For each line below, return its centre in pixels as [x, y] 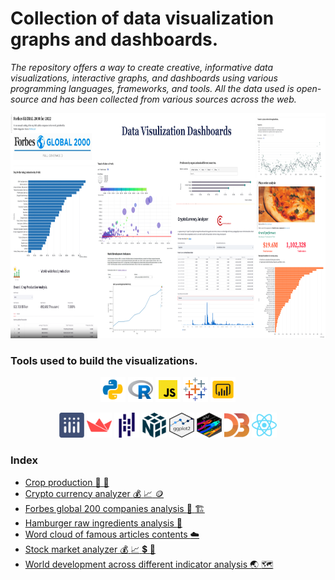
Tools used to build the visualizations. [104, 360]
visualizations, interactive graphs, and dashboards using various [144, 78]
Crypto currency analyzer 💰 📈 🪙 [94, 493]
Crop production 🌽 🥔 [67, 482]
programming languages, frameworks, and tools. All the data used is [152, 88]
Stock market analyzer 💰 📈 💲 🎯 [90, 549]
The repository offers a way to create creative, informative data [142, 67]
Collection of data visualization [142, 18]
